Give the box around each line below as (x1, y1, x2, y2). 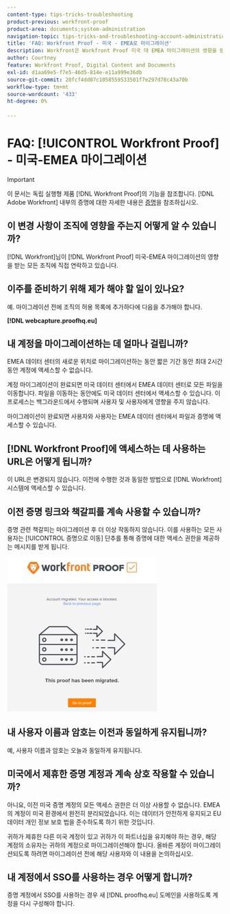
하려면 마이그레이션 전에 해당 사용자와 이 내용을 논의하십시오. (30, 849, 194, 858)
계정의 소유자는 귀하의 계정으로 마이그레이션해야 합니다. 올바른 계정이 (7, 841, 192, 849)
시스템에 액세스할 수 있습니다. (7, 484, 86, 492)
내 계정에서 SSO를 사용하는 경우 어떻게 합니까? (7, 871, 193, 883)
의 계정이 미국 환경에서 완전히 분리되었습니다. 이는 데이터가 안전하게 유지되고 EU (7, 809, 222, 817)
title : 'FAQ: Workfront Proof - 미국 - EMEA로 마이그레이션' (7, 40, 172, 47)
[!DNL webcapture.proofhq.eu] (7, 316, 97, 325)
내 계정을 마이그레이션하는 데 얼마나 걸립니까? (7, 338, 189, 349)
